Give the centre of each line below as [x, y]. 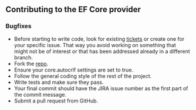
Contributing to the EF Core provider [73, 10]
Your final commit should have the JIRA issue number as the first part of [101, 88]
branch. [23, 57]
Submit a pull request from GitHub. [56, 101]
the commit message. [40, 94]
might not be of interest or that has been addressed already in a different [102, 51]
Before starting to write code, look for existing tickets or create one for [99, 39]
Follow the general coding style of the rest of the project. [83, 76]
